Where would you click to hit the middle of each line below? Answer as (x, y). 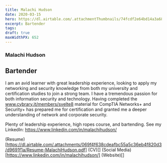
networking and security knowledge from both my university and (72, 88)
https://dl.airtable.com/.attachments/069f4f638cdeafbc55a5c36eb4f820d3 (84, 144)
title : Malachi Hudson (29, 10)
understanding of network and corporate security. (56, 114)
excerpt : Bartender (25, 24)
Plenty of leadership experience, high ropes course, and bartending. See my (83, 124)
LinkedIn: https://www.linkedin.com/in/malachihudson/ (61, 129)
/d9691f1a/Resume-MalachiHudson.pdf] (46, 150)
